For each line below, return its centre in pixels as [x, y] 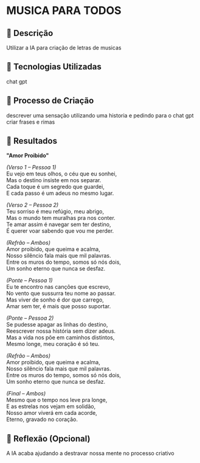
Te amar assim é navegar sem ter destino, [59, 224]
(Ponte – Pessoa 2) [30, 318]
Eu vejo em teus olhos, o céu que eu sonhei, [62, 174]
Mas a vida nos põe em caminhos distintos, [60, 338]
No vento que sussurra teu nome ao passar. [61, 294]
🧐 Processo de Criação [50, 101]
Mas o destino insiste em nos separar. [54, 180]
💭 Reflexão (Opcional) [48, 438]
